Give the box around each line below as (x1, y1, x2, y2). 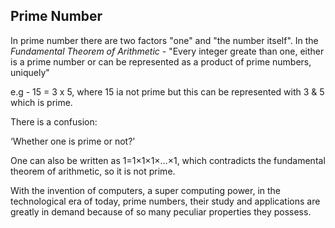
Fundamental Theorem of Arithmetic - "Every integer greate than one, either (10, 45, 325, 57)
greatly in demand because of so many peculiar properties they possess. (10, 205, 312, 218)
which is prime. (10, 96, 73, 108)
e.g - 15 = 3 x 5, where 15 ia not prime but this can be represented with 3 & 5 (10, 85, 325, 98)
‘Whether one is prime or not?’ (10, 135, 135, 147)
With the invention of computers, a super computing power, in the (10, 184, 282, 196)
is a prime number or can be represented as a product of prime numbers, (10, 55, 312, 68)
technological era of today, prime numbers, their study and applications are (10, 195, 321, 207)
